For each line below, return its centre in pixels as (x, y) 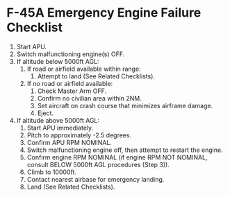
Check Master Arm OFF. (72, 91)
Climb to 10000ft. (52, 172)
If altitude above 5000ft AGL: (58, 120)
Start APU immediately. (60, 128)
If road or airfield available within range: (84, 69)
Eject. (45, 113)
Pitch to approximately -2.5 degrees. (79, 135)
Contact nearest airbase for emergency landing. (96, 179)
